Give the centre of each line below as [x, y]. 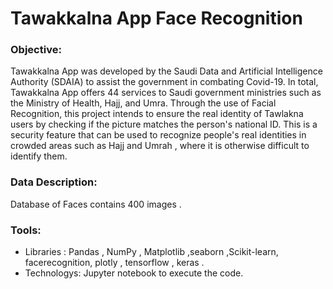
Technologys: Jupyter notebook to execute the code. [134, 273]
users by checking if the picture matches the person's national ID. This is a [164, 124]
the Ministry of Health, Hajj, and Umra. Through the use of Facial [143, 103]
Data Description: [54, 182]
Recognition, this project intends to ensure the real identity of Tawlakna [157, 114]
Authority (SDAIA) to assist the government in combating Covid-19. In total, [164, 82]
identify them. [39, 156]
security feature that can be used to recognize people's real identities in [158, 135]
